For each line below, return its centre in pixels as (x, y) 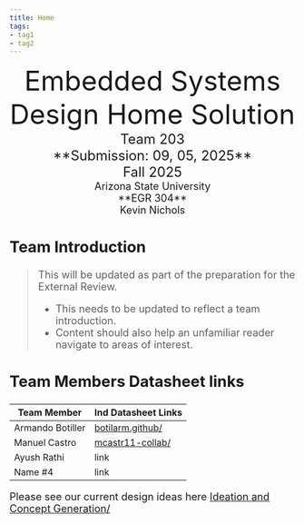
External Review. (78, 287)
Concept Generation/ (60, 508)
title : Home (32, 18)
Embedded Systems (152, 81)
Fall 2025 (152, 173)
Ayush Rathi (39, 457)
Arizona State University (152, 187)
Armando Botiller (50, 428)
